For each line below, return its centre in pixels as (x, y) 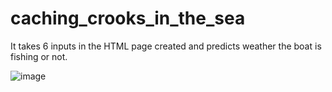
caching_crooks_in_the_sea (128, 18)
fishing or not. (39, 56)
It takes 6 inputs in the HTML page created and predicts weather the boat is (166, 46)
